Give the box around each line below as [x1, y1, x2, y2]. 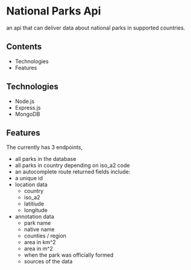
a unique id [14, 175, 43, 182]
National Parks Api [6, 4, 101, 18]
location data [14, 181, 48, 188]
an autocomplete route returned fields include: [14, 168, 131, 175]
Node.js [14, 98, 35, 105]
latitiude [23, 200, 44, 207]
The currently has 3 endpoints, [6, 143, 83, 151]
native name [23, 226, 55, 233]
